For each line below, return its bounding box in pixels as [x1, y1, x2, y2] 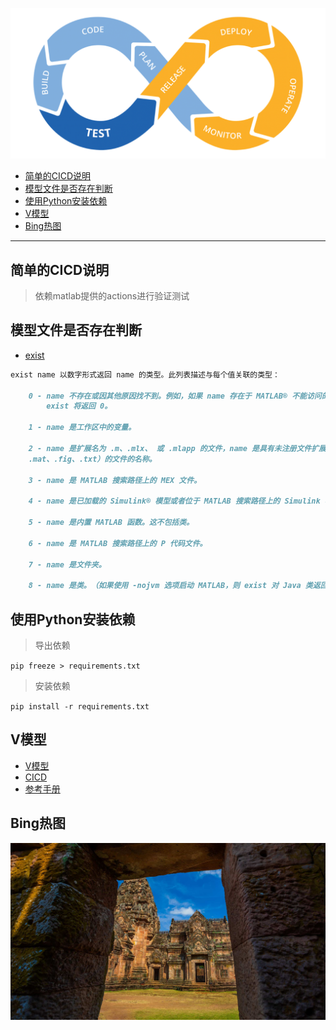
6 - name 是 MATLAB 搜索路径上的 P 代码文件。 [28, 538, 208, 548]
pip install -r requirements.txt [10, 701, 150, 712]
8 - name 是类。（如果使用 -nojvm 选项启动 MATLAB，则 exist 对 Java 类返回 [28, 581, 328, 591]
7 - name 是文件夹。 [28, 559, 107, 570]
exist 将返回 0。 [46, 401, 113, 412]
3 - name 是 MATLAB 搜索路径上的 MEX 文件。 [28, 475, 202, 485]
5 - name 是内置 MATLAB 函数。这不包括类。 [28, 518, 195, 528]
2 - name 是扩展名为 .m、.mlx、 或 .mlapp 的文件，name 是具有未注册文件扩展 [28, 443, 327, 453]
